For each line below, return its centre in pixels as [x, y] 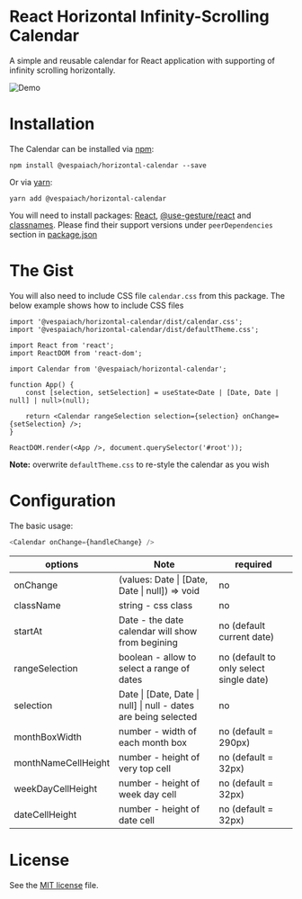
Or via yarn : [31, 182]
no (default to [247, 657]
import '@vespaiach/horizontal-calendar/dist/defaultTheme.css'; [134, 329]
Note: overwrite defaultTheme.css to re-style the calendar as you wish [139, 464]
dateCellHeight [45, 814]
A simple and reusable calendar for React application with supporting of [142, 60]
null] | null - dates [156, 706]
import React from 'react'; [62, 345]
